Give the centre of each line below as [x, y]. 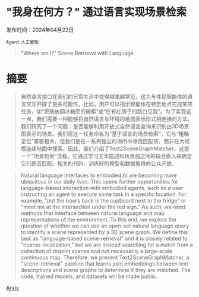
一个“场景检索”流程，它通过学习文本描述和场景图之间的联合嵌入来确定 [106, 156]
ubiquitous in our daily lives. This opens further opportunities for [99, 181]
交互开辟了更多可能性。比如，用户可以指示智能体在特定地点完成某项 [109, 104]
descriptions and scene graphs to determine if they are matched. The [106, 270]
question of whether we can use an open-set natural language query [105, 226]
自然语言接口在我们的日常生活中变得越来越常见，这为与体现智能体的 [104, 96]
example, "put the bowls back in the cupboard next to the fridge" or [103, 200]
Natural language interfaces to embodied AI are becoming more [99, 175]
